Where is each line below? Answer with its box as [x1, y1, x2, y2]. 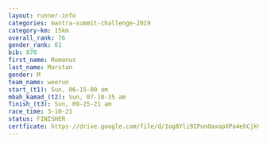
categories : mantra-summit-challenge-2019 [8, 19, 151, 27]
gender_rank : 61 [8, 41, 62, 49]
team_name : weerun [8, 78, 69, 86]
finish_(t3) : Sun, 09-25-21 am [8, 100, 112, 108]
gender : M [8, 71, 41, 79]
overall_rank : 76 [8, 33, 66, 42]
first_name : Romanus [8, 56, 77, 64]
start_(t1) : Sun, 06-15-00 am [8, 85, 109, 94]
